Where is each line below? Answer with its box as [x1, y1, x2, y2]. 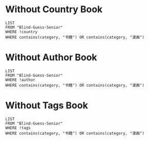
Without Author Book [5, 52, 97, 63]
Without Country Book [5, 4, 103, 15]
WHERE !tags [5, 125, 31, 130]
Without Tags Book [5, 100, 88, 111]
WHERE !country [5, 29, 38, 34]
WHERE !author [5, 77, 36, 82]
